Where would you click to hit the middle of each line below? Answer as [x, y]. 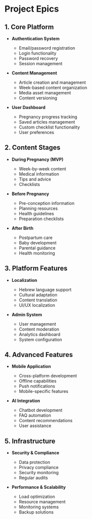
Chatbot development [41, 410]
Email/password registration [47, 48]
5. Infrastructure [30, 441]
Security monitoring [39, 473]
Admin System [27, 315]
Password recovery [38, 58]
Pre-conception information [47, 203]
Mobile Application [31, 367]
